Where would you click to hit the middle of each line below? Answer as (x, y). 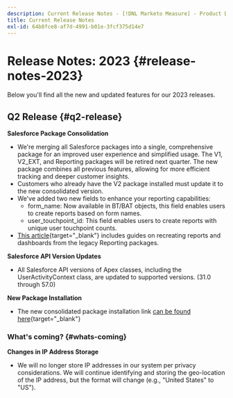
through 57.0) (36, 285)
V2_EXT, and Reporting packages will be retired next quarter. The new (118, 162)
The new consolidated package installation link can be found (104, 312)
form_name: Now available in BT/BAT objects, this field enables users (126, 206)
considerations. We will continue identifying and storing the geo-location (121, 373)
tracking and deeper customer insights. (74, 176)
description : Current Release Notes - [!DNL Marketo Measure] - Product (114, 14)
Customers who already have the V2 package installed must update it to (120, 184)
